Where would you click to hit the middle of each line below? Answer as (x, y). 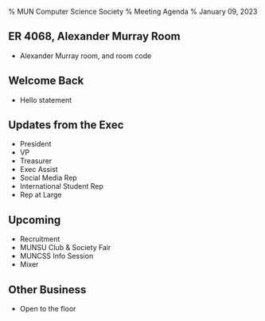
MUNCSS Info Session (57, 256)
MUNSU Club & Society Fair (65, 248)
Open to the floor (48, 309)
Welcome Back (46, 81)
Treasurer (36, 161)
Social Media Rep (48, 178)
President (35, 144)
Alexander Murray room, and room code (86, 56)
